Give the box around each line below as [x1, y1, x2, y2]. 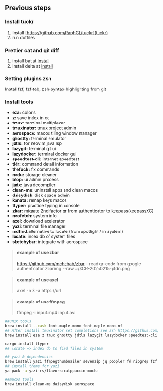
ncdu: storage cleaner [12, 171, 57, 177]
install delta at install [12, 63, 53, 69]
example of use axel [16, 277, 58, 283]
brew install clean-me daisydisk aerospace [5, 381, 95, 386]
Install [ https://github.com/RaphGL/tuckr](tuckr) [12, 29, 108, 36]
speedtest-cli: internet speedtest [12, 156, 79, 162]
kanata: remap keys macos [12, 197, 67, 203]
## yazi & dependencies [5, 355, 53, 359]
